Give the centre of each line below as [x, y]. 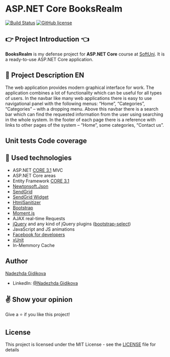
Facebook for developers [39, 234]
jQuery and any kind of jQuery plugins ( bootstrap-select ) [72, 224]
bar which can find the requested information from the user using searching [84, 114]
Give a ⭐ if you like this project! [37, 315]
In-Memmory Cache [33, 245]
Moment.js [24, 213]
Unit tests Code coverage [46, 141]
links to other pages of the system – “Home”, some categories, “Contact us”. [85, 125]
